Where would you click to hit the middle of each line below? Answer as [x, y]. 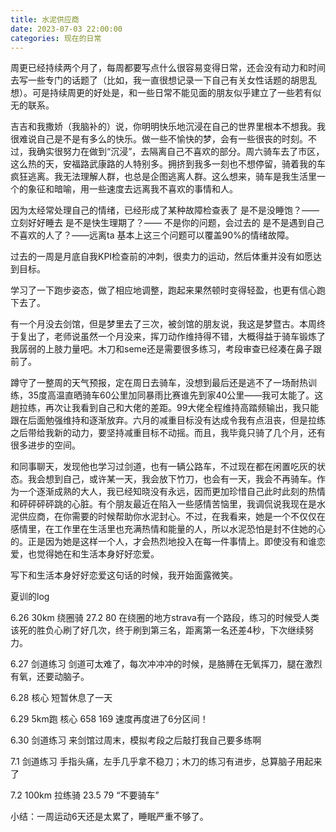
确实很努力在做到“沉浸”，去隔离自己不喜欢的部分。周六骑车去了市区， [180, 152]
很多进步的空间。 [45, 445]
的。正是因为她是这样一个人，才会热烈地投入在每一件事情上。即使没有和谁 [163, 542]
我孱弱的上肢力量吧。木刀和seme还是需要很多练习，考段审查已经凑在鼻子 [161, 349]
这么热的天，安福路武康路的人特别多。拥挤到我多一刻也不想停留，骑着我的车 [168, 164]
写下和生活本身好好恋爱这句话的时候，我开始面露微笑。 [124, 575]
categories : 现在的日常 [56, 38]
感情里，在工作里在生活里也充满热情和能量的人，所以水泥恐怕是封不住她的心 [168, 529]
